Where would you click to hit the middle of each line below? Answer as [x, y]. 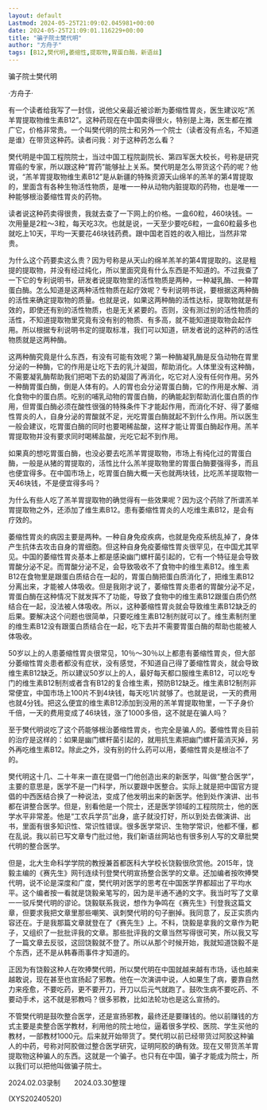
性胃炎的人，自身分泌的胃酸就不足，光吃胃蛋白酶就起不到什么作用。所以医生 [133, 416]
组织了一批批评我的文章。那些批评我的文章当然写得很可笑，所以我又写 [144, 933]
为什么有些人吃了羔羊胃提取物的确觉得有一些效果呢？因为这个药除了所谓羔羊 [133, 500]
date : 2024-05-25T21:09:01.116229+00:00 [76, 30]
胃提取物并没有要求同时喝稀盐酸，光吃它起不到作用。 [95, 436]
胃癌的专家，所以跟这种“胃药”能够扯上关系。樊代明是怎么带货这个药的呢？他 [133, 167]
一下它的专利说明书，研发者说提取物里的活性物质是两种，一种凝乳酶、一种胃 [133, 280]
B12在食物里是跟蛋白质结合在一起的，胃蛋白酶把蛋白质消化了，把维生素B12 [131, 576]
